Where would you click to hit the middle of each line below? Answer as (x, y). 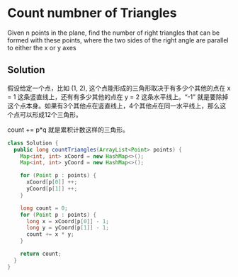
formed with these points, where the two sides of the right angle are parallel (118, 40)
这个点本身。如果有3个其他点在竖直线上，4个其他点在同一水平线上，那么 (114, 106)
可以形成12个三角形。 (51, 114)
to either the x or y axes (42, 47)
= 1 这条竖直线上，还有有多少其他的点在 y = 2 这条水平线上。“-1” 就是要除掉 (118, 96)
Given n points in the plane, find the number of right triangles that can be (114, 33)
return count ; (41, 254)
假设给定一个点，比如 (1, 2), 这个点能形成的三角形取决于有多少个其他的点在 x (119, 88)
